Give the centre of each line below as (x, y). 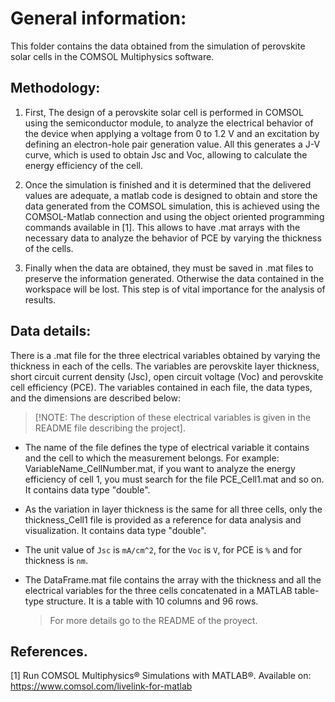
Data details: (51, 331)
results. (40, 299)
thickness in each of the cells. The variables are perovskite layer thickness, (165, 366)
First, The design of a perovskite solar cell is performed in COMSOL (164, 112)
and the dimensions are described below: (95, 398)
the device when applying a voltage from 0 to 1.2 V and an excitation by (172, 133)
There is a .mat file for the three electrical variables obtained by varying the (165, 355)
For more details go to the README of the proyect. (153, 620)
